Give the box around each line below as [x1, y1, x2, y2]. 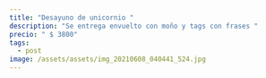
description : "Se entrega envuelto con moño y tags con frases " [9, 22, 258, 30]
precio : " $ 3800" [9, 30, 78, 39]
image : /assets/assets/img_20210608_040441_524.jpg [9, 55, 206, 64]
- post [17, 47, 42, 56]
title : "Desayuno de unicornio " [9, 13, 134, 22]
